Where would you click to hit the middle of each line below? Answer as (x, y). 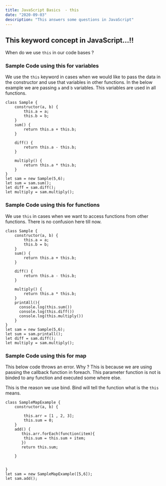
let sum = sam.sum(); (28, 183)
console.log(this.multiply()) (51, 316)
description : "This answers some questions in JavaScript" (70, 19)
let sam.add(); (22, 479)
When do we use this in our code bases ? (50, 53)
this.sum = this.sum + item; (55, 438)
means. (13, 393)
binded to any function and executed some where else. (63, 378)
